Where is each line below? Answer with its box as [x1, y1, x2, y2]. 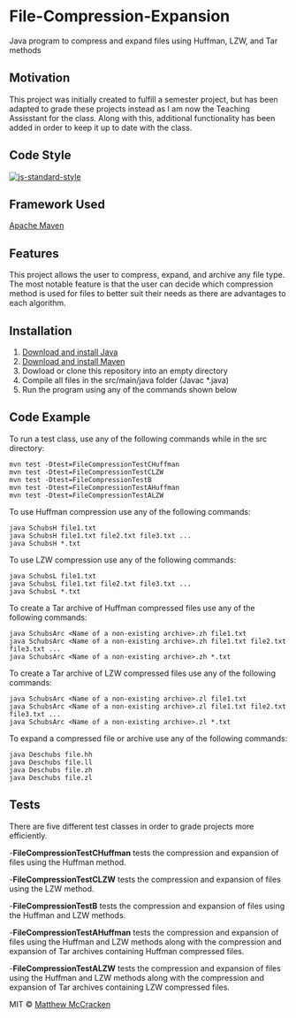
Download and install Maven [21, 356, 125, 366]
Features [9, 246, 59, 261]
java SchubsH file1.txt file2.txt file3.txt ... [9, 531, 192, 540]
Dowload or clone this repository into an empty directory [21, 365, 228, 376]
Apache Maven [9, 220, 65, 231]
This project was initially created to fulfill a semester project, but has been [9, 94, 278, 104]
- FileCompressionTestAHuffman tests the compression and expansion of [9, 927, 279, 938]
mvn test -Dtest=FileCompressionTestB [9, 475, 152, 484]
